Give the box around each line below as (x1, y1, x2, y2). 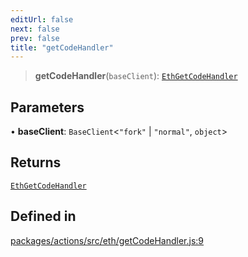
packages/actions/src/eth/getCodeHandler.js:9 (10, 234, 205, 246)
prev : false (10, 33, 60, 43)
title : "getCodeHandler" (10, 42, 114, 53)
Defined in (10, 208, 77, 225)
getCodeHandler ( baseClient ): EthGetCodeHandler (34, 70, 238, 82)
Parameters (10, 99, 85, 116)
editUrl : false (10, 14, 74, 25)
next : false (10, 24, 60, 34)
